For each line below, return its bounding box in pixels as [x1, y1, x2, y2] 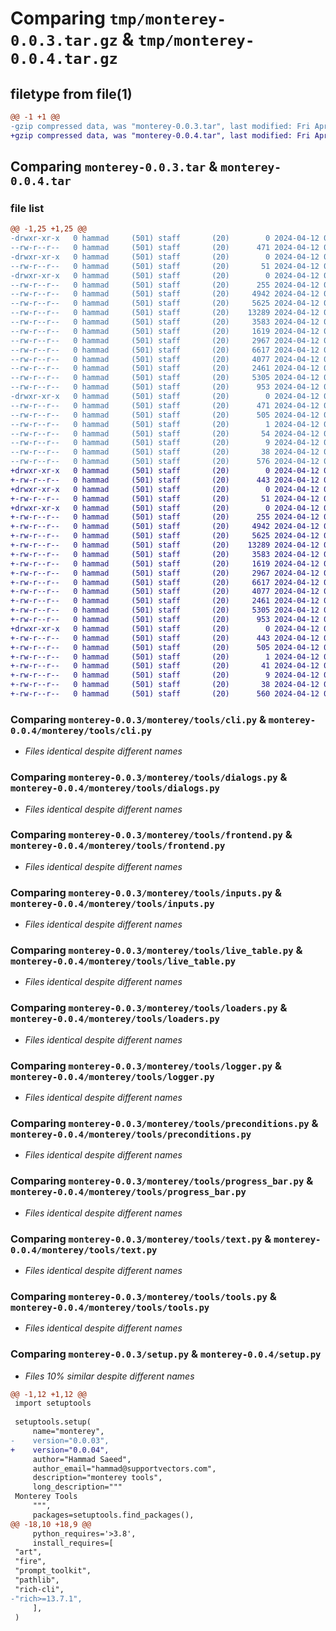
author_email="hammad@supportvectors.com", [32, 1463, 217, 1474]
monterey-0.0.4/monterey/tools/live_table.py [10, 956, 237, 967]
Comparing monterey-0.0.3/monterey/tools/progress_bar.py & [10, 1174, 314, 1188]
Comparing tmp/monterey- [10, 7, 227, 30]
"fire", [14, 1557, 47, 1567]
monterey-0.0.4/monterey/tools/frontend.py [10, 840, 226, 852]
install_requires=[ [32, 1538, 114, 1548]
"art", [14, 1547, 43, 1557]
